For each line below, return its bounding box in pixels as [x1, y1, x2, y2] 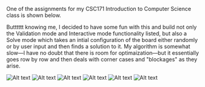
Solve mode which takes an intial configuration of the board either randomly [6, 37, 198, 43]
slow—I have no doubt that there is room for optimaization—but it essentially [6, 49, 199, 57]
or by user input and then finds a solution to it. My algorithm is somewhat [6, 43, 191, 50]
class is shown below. [6, 12, 61, 19]
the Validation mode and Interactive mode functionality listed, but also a [6, 30, 187, 37]
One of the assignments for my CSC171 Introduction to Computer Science [6, 5, 192, 12]
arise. [6, 62, 21, 69]
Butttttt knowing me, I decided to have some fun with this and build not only [6, 24, 197, 30]
